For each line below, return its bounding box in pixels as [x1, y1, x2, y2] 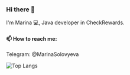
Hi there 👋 [6, 5, 35, 14]
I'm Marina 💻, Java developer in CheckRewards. [6, 19, 125, 26]
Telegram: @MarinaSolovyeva [6, 50, 79, 58]
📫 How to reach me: [6, 35, 57, 42]
